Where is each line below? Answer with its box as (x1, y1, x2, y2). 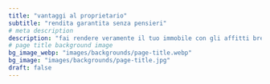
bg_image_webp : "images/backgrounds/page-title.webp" (8, 49, 193, 57)
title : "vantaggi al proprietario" (8, 11, 128, 20)
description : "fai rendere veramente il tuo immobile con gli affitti (8, 34, 250, 42)
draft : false (8, 64, 52, 72)
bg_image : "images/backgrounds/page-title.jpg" (8, 57, 171, 65)
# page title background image (8, 42, 113, 50)
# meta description (8, 26, 74, 34)
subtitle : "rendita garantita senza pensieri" (8, 19, 167, 27)
